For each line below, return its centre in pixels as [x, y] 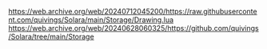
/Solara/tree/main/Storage [51, 36]
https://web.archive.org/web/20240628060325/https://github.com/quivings [133, 28]
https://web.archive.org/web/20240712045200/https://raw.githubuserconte [133, 11]
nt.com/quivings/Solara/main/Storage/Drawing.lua [91, 20]
